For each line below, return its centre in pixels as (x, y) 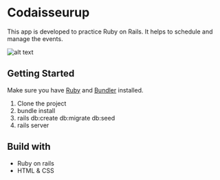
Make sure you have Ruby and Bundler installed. (75, 90)
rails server (33, 125)
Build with (29, 147)
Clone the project (42, 103)
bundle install (36, 110)
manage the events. (35, 38)
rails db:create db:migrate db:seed (66, 118)
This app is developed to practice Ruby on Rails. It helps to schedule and (110, 31)
